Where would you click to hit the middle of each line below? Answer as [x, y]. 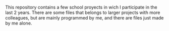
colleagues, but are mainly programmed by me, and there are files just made [84, 18]
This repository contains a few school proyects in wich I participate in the [81, 7]
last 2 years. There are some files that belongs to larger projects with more [83, 12]
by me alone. [19, 23]
